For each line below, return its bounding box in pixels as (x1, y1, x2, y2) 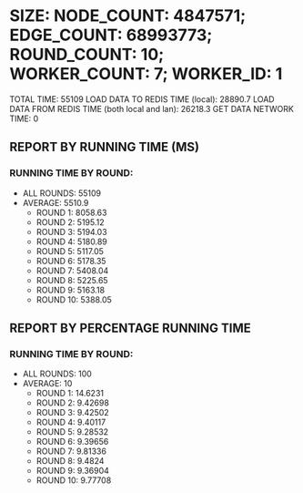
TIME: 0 (9, 113, 39, 124)
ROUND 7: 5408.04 (35, 265, 109, 276)
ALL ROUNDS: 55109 (22, 188, 102, 199)
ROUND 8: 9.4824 (35, 456, 105, 467)
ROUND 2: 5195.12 (35, 216, 105, 228)
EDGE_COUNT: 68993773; (9, 25, 213, 46)
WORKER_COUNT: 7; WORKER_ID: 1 (9, 64, 283, 85)
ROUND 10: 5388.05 (35, 293, 112, 305)
